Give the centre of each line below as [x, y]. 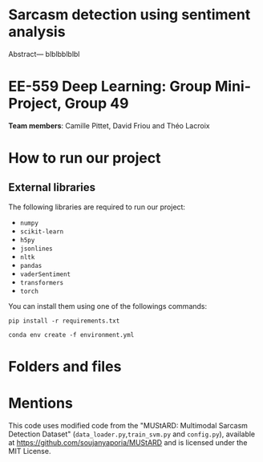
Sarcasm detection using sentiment [129, 15]
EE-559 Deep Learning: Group [110, 87]
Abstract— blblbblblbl [44, 54]
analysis [37, 32]
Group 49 [97, 104]
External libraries [52, 187]
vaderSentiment [45, 274]
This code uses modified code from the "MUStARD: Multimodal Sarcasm [128, 426]
